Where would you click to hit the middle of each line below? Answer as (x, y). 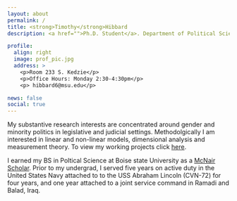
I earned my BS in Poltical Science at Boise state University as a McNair (111, 161)
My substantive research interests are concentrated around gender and (111, 124)
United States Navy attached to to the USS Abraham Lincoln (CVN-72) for (114, 176)
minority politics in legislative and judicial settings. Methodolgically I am (111, 132)
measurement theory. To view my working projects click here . (97, 147)
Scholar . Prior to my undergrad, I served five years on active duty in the (111, 168)
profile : (20, 46)
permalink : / (26, 20)
